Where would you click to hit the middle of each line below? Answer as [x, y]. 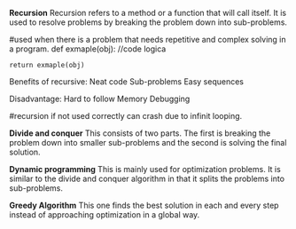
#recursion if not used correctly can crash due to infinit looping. [126, 116]
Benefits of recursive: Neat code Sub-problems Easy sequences [127, 82]
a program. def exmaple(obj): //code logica [88, 49]
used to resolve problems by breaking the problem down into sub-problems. [148, 22]
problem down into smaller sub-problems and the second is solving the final [148, 142]
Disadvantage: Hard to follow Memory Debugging [100, 99]
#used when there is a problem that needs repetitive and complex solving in [148, 39]
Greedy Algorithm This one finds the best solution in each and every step [144, 205]
